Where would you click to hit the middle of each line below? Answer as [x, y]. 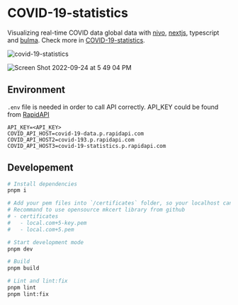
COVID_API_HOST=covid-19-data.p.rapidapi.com [75, 133]
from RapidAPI [28, 114]
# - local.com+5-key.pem [47, 223]
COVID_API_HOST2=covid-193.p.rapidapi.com [71, 139]
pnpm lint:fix [28, 294]
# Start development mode [45, 242]
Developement [40, 168]
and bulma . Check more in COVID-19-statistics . [76, 40]
